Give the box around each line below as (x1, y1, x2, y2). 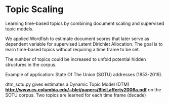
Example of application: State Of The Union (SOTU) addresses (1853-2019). (5, 71, 163, 77)
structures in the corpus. (5, 61, 57, 67)
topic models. (5, 25, 34, 31)
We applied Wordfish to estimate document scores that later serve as (5, 36, 149, 42)
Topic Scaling (5, 4, 64, 15)
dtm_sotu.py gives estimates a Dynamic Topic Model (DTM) (5, 81, 130, 87)
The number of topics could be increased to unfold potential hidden (5, 56, 146, 62)
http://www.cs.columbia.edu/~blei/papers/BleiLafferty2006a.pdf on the (5, 86, 161, 92)
